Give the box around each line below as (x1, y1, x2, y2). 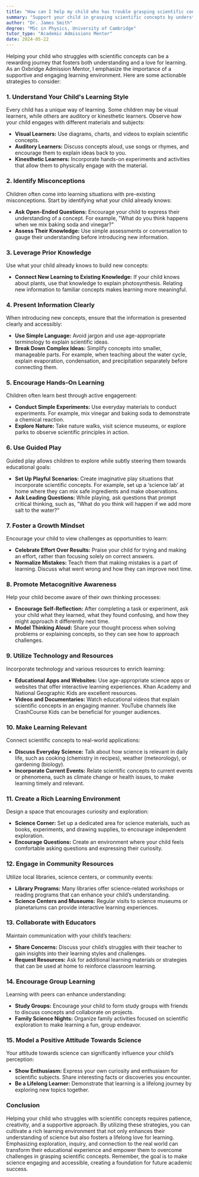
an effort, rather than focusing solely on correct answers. (14, 553, 155, 560)
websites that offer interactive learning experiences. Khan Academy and (14, 683, 191, 690)
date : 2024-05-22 (6, 36, 49, 42)
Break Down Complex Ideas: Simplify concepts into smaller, (14, 345, 162, 352)
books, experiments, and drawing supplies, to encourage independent (14, 826, 187, 833)
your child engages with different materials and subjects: (6, 119, 145, 126)
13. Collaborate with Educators (6, 918, 97, 927)
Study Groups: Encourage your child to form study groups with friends (14, 1002, 188, 1009)
